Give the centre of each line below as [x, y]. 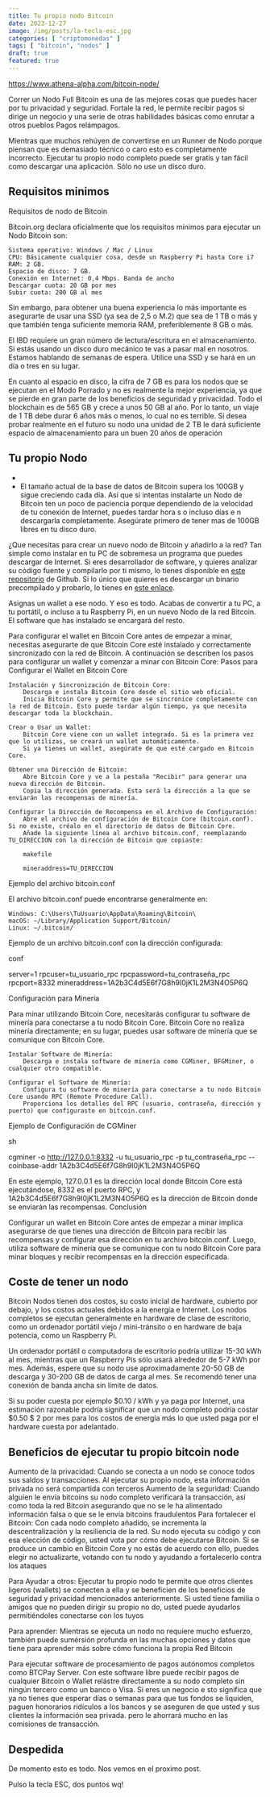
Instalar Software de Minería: [61, 1054]
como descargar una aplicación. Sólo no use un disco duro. [107, 166]
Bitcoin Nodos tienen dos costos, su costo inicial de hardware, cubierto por [133, 1301]
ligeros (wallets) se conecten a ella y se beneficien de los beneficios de [127, 1590]
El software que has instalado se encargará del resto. [97, 620]
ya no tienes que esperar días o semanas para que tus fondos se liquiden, [131, 1699]
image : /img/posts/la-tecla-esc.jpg [70, 31]
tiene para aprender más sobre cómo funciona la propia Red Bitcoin [120, 1649]
